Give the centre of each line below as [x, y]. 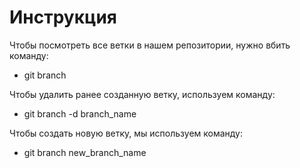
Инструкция [63, 17]
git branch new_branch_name [85, 152]
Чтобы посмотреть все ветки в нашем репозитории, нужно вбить [150, 45]
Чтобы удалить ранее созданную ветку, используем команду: [142, 94]
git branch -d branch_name [80, 113]
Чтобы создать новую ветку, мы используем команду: [126, 133]
